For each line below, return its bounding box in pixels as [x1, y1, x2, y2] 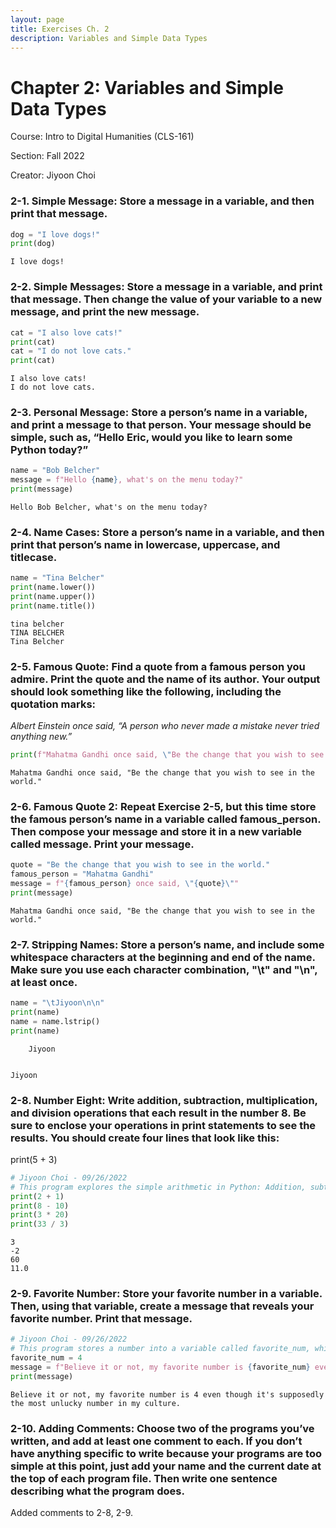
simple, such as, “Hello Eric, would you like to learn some [10, 431, 293, 445]
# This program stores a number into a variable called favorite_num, [10, 1344, 311, 1354]
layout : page [10, 14, 65, 25]
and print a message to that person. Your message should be [10, 418, 312, 432]
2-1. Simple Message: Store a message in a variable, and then [10, 194, 315, 208]
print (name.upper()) [10, 592, 97, 602]
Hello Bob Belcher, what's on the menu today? [10, 502, 208, 513]
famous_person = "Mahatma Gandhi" [10, 869, 155, 880]
